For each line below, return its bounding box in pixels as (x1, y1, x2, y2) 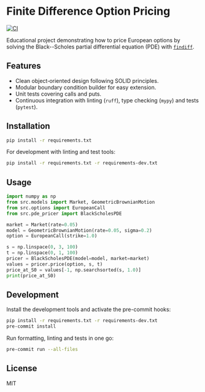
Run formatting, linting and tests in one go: (6, 334, 114, 342)
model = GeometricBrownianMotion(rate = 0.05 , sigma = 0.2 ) (6, 227, 152, 234)
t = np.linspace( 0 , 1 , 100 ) (6, 250, 79, 256)
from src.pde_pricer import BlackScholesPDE (6, 210, 122, 217)
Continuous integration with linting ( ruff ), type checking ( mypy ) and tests (15, 96, 199, 104)
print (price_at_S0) (6, 272, 56, 279)
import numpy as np (6, 193, 56, 200)
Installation (6, 121, 50, 131)
